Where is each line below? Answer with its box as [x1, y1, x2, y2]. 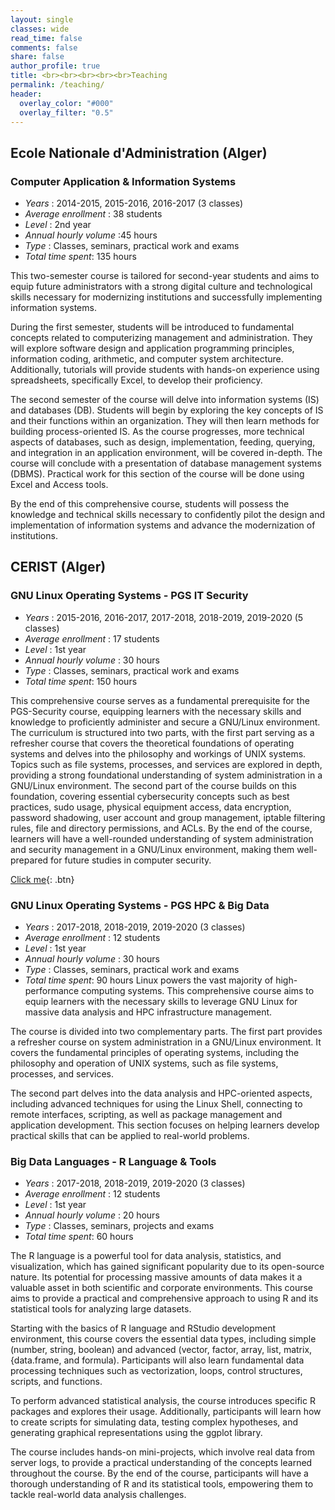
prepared [10, 854, 49, 866]
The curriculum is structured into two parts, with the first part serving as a [10, 726, 315, 738]
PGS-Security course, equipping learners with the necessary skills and [10, 705, 302, 717]
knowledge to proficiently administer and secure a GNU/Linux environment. [10, 716, 321, 728]
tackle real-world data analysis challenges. [10, 1489, 187, 1501]
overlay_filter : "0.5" [19, 107, 114, 118]
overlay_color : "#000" [19, 98, 114, 108]
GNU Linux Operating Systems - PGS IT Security [10, 589, 249, 603]
